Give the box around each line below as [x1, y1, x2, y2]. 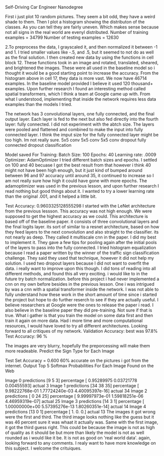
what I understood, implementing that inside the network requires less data [5, 96, 157, 102]
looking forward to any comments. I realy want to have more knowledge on [5, 440, 156, 446]
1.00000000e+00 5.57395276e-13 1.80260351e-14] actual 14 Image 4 [5, 403, 146, 409]
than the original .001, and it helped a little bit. [5, 193, 97, 199]
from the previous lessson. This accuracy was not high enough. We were [5, 208, 152, 214]
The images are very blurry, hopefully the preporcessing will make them [5, 343, 150, 349]
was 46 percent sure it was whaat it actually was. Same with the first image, [5, 419, 159, 425]
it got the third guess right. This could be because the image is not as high [5, 425, 155, 430]
